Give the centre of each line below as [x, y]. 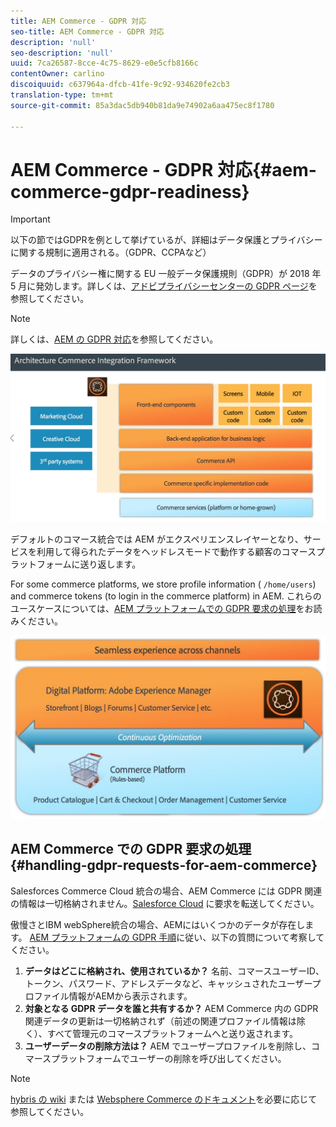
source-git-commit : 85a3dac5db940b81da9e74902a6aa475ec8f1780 [142, 105]
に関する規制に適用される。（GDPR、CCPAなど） [111, 252]
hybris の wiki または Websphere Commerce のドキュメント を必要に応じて [164, 1099]
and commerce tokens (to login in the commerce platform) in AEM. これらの [166, 596]
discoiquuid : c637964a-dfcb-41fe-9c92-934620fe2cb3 [120, 85]
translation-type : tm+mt [62, 95]
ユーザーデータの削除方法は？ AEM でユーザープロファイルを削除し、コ [172, 1046]
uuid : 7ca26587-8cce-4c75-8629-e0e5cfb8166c [104, 63]
